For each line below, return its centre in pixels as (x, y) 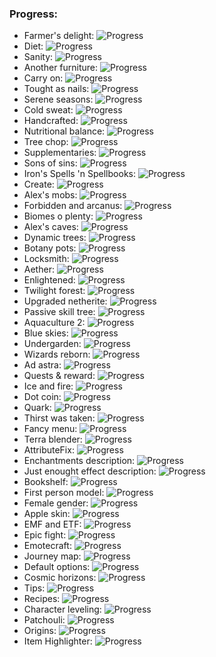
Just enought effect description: (90, 471)
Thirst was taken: (59, 418)
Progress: (34, 14)
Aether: (39, 269)
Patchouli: (44, 620)
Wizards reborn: (57, 354)
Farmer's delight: (59, 36)
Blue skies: (46, 333)
